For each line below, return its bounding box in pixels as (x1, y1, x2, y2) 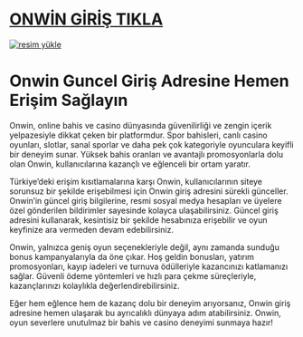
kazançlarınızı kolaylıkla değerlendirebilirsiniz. (9, 280, 180, 291)
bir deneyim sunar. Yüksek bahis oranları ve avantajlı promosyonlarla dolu (9, 149, 283, 159)
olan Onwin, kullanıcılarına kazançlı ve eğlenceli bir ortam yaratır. (9, 159, 251, 169)
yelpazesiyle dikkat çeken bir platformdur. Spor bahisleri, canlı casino (9, 130, 269, 140)
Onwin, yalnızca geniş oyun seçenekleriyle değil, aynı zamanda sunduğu (9, 241, 280, 253)
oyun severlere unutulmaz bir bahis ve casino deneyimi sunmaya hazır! (9, 317, 274, 328)
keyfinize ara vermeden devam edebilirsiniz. (9, 224, 175, 235)
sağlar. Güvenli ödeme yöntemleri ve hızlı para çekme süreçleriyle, (9, 270, 257, 281)
